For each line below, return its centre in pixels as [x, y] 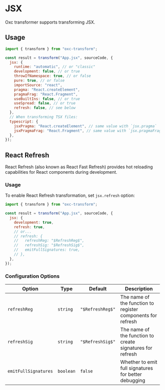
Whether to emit [139, 362]
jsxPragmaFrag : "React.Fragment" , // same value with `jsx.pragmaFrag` [89, 130]
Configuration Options [32, 276]
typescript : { [24, 121]
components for [138, 315]
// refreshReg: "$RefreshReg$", [49, 241]
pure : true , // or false [39, 80]
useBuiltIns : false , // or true [47, 99]
